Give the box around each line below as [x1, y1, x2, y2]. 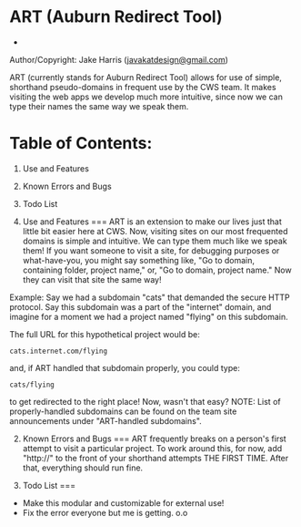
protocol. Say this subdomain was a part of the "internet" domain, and [9, 301, 272, 312]
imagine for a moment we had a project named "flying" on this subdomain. [9, 311, 288, 322]
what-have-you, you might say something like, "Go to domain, [22, 254, 255, 265]
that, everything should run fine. [22, 462, 144, 473]
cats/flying [9, 380, 55, 389]
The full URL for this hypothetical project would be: [9, 328, 200, 339]
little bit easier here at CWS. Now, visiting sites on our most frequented [22, 225, 288, 236]
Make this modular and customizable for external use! [22, 497, 225, 508]
